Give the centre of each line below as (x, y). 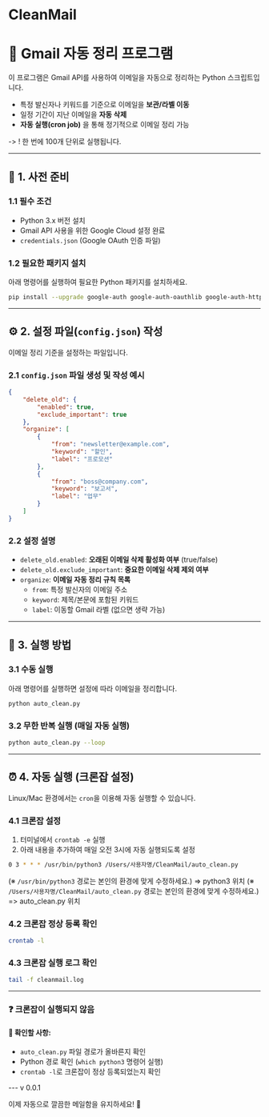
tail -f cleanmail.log (46, 980)
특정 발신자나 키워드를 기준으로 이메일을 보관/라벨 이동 (104, 105)
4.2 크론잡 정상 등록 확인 (53, 923)
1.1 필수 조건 (30, 202)
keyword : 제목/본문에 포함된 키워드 (85, 600)
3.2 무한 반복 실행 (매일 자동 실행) (69, 726)
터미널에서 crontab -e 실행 (62, 839)
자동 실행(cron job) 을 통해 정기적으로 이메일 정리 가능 (104, 125)
